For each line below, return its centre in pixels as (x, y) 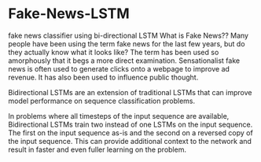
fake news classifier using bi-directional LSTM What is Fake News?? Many (129, 35)
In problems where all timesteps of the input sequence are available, (119, 116)
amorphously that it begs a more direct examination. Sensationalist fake (124, 61)
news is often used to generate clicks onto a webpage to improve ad (119, 68)
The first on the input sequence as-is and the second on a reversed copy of (130, 133)
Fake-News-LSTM (69, 14)
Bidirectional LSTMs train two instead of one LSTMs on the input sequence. (130, 124)
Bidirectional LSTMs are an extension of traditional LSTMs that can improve (130, 92)
